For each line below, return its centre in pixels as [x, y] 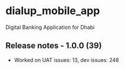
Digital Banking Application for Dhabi [50, 27]
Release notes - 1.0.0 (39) [54, 46]
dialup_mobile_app [53, 11]
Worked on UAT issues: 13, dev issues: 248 [66, 60]
